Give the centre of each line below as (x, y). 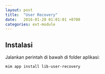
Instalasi (19, 45)
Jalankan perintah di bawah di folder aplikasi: (52, 57)
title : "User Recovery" (31, 15)
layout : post (19, 10)
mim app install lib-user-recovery (43, 67)
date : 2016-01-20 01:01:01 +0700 (43, 19)
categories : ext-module (30, 24)
